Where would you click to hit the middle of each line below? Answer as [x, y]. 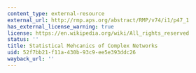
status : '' [23, 40]
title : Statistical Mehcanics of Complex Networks [83, 46]
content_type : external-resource [56, 14]
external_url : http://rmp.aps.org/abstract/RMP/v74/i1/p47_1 [98, 20]
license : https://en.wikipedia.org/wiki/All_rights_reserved [98, 33]
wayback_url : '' [31, 59]
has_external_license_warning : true [61, 26]
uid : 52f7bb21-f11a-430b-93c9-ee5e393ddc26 [72, 53]
